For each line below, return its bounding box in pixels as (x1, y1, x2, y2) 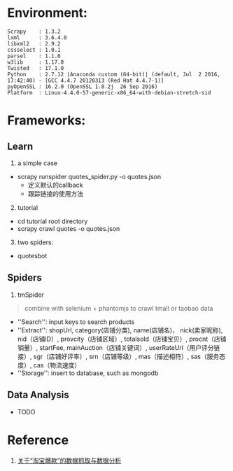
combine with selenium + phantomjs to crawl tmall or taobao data (24, 304, 213, 312)
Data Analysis (7, 389, 70, 401)
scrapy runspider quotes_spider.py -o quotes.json (17, 172, 162, 181)
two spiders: (17, 238, 54, 246)
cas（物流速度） (33, 360, 81, 369)
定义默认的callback (27, 181, 83, 189)
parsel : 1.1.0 (7, 52, 61, 59)
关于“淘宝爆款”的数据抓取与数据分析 (17, 456, 122, 465)
